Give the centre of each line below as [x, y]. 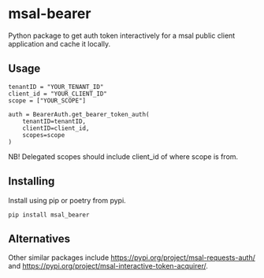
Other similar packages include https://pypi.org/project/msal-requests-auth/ [132, 258]
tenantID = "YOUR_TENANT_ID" [56, 87]
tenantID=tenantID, [54, 121]
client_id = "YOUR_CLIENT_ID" [58, 94]
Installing [32, 182]
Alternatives [39, 238]
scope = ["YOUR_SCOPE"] [47, 100]
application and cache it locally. [59, 43]
